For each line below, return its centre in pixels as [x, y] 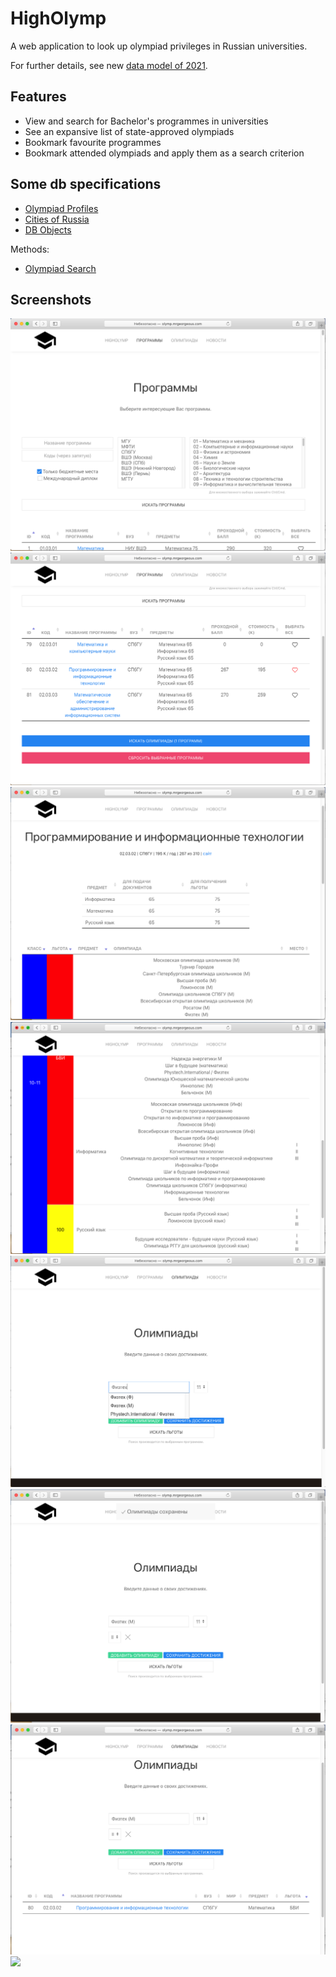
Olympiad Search [60, 268]
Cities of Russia [57, 219]
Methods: [30, 249]
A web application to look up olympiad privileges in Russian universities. [159, 46]
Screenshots [51, 299]
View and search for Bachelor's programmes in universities [146, 121]
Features [38, 97]
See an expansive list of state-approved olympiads [129, 131]
